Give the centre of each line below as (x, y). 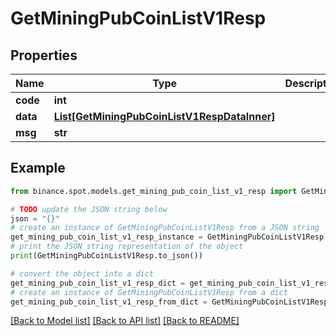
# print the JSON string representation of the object (127, 247)
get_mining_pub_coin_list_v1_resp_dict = (98, 283)
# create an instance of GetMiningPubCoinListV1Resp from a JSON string (165, 228)
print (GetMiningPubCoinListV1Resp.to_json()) (106, 256)
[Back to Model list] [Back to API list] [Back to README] (125, 321)
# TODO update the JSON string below (89, 209)
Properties (44, 55)
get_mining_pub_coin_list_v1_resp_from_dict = (109, 302)
